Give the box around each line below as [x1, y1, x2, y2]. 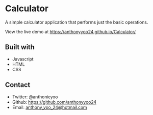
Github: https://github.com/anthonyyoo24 [12, 99, 97, 105]
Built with [5, 43, 35, 52]
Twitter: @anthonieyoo [12, 94, 58, 100]
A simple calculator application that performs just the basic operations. [5, 19, 148, 25]
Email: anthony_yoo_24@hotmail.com [12, 104, 87, 110]
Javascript [12, 56, 34, 62]
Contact [5, 81, 30, 89]
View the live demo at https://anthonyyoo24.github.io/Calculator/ [5, 29, 136, 34]
